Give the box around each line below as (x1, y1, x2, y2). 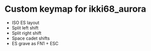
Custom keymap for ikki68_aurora (4, 3, 146, 15)
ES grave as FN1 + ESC (11, 40, 59, 46)
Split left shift (11, 25, 39, 30)
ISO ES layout (11, 20, 40, 25)
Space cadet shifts (11, 35, 50, 41)
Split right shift (11, 30, 42, 36)
